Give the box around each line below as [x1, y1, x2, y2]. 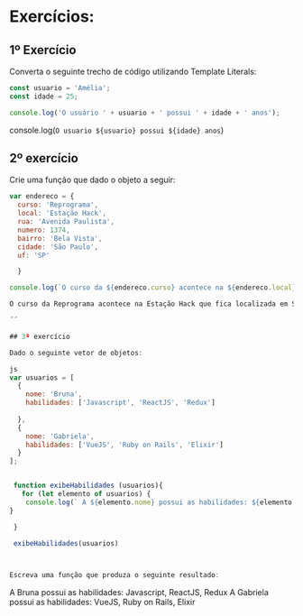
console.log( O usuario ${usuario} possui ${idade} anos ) [9, 124, 225, 135]
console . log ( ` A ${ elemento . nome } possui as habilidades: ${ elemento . [25, 498, 297, 507]
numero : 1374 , [17, 225, 70, 234]
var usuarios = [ [9, 372, 75, 382]
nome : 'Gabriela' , [25, 431, 95, 441]
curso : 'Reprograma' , [17, 200, 99, 209]
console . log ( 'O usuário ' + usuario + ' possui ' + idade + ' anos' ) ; [9, 108, 280, 117]
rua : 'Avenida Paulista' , [17, 217, 115, 226]
